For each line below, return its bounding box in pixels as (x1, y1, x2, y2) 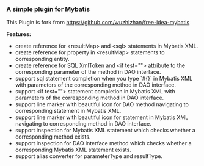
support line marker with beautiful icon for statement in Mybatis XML (15, 114, 189, 121)
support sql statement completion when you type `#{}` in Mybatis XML (15, 75, 193, 82)
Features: (6, 31, 32, 38)
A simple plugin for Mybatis (6, 5, 90, 13)
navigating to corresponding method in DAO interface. (15, 120, 151, 128)
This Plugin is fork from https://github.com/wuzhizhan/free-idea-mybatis (6, 19, 190, 26)
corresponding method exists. (15, 133, 91, 140)
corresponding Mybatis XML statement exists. (15, 146, 131, 154)
